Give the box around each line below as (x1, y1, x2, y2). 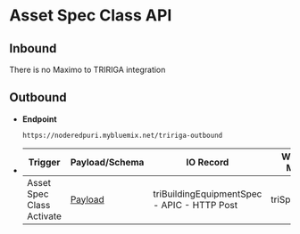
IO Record (186, 156, 229, 168)
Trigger (28, 156, 61, 168)
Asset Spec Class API (9, 5, 172, 26)
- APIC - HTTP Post (153, 198, 238, 211)
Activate (26, 210, 62, 222)
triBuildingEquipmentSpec (153, 188, 262, 200)
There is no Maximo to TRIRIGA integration (9, 64, 166, 75)
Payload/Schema (70, 156, 145, 168)
